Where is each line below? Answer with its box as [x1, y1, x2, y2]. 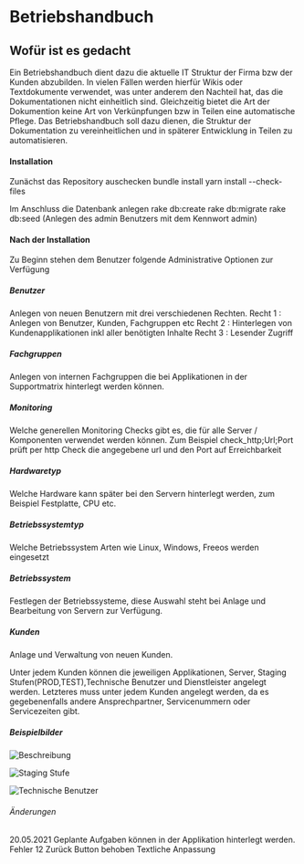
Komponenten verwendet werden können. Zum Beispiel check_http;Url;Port [9, 435, 294, 446]
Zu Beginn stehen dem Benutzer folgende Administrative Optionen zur [9, 254, 274, 266]
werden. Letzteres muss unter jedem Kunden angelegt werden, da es [9, 687, 269, 698]
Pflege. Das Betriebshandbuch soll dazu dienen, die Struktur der [9, 116, 252, 126]
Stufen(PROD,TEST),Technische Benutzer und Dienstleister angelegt [9, 677, 267, 688]
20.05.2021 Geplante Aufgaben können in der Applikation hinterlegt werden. [9, 834, 296, 846]
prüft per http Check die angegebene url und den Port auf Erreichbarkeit [9, 445, 282, 456]
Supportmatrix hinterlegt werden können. [9, 381, 164, 392]
